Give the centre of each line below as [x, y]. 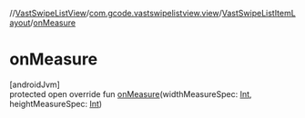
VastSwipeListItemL [259, 13]
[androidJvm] [35, 84]
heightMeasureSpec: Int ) [56, 103]
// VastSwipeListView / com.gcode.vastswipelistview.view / [116, 13]
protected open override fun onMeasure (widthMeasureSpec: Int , [131, 93]
